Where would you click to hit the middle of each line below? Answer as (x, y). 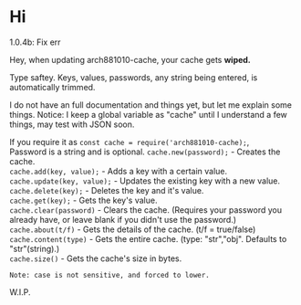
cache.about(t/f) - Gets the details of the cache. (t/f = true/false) (133, 229)
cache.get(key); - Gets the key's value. (83, 200)
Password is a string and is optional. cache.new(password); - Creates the (145, 152)
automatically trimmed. (52, 87)
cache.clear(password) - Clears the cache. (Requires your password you (146, 210)
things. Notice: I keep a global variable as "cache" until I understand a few (148, 114)
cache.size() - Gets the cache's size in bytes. (96, 258)
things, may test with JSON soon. (72, 124)
